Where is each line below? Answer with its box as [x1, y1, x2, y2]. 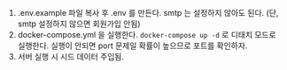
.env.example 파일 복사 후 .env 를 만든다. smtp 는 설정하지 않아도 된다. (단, [17, 8, 279, 17]
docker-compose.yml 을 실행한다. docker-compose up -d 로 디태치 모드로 [17, 30, 276, 39]
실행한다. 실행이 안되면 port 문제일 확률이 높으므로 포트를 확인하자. [17, 40, 248, 51]
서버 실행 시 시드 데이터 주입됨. [17, 52, 124, 61]
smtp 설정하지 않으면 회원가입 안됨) [17, 18, 141, 29]
